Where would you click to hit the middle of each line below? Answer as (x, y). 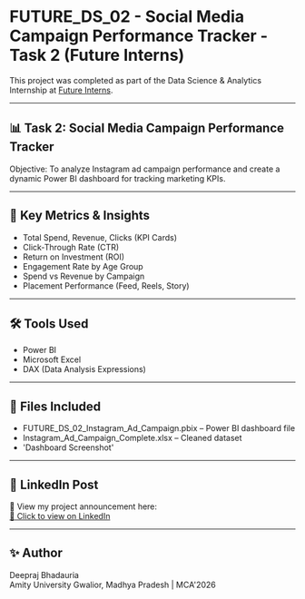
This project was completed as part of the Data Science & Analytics (135, 80)
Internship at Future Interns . (61, 90)
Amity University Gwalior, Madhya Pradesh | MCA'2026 (113, 584)
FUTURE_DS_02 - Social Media (127, 17)
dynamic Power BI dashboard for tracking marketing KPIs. (118, 178)
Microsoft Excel (52, 359)
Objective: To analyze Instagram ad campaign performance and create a (145, 169)
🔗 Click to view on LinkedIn (60, 516)
